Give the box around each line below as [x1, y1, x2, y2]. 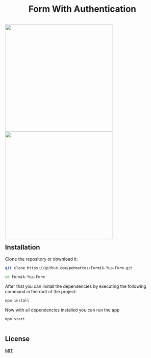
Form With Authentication [28, 3, 136, 15]
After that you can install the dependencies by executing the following [5, 283, 146, 289]
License [5, 335, 30, 343]
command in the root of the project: [5, 289, 77, 295]
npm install [5, 298, 29, 303]
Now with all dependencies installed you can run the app [5, 307, 120, 313]
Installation [5, 243, 40, 251]
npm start [5, 316, 25, 321]
